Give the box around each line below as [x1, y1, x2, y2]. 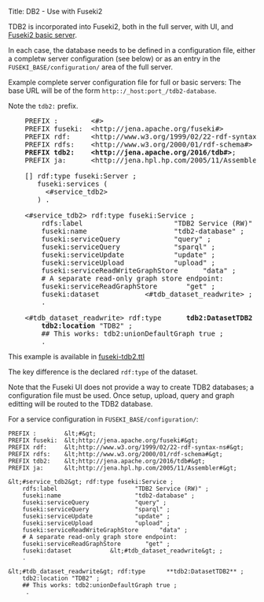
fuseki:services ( [37, 180, 108, 188]
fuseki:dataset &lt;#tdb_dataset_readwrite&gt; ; [22, 547, 223, 555]
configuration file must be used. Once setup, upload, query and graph [8, 391, 235, 400]
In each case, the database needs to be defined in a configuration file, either [8, 46, 256, 54]
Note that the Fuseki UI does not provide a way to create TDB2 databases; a [8, 382, 255, 392]
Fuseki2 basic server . [8, 31, 77, 39]
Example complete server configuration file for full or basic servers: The [8, 78, 241, 87]
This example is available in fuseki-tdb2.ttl [8, 352, 145, 361]
